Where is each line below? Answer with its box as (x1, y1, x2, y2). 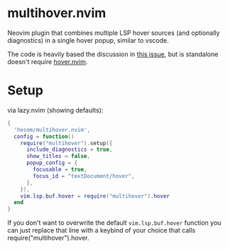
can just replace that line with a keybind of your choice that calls (7, 226, 196, 235)
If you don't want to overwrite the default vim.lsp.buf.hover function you (7, 218, 222, 227)
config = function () (13, 133, 75, 140)
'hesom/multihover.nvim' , (13, 126, 91, 133)
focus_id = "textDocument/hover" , (33, 172, 135, 179)
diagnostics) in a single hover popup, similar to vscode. (7, 36, 169, 44)
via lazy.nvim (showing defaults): (7, 105, 104, 115)
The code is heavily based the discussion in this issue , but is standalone (7, 50, 219, 58)
